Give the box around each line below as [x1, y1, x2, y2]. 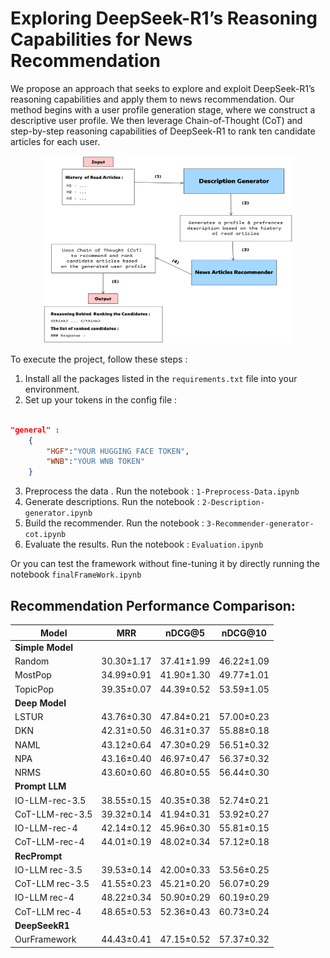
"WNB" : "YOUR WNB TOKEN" [46, 457, 145, 467]
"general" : [10, 425, 60, 435]
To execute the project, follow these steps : [10, 353, 188, 365]
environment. [24, 383, 80, 395]
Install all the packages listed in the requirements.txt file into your [24, 372, 298, 384]
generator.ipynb [24, 508, 93, 519]
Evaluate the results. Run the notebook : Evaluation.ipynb [24, 538, 264, 551]
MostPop [14, 669, 52, 681]
